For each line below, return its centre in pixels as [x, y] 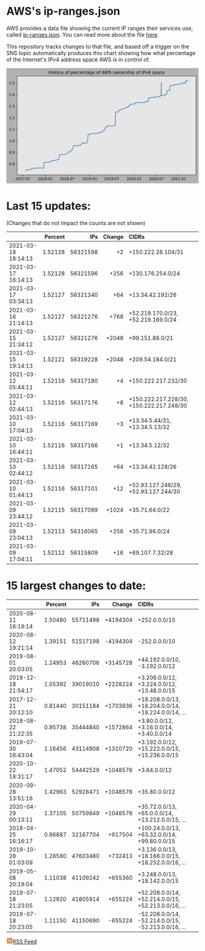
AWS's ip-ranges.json [63, 11]
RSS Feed [25, 941]
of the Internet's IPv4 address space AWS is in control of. [78, 59]
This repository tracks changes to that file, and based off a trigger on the [98, 46]
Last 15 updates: [49, 206]
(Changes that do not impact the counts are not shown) [76, 223]
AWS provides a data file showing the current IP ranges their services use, [100, 28]
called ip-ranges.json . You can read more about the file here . [83, 34]
